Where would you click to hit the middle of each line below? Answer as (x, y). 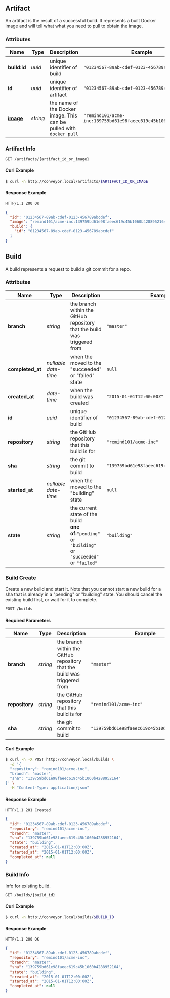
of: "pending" (85, 533)
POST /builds (19, 609)
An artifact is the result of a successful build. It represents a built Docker (81, 20)
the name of (64, 103)
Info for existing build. (28, 886)
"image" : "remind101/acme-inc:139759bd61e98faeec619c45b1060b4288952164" (89, 222)
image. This (63, 115)
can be (58, 122)
